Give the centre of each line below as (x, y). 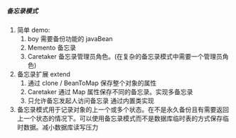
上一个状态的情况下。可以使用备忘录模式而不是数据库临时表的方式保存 (120, 118)
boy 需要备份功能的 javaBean (70, 38)
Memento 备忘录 (52, 47)
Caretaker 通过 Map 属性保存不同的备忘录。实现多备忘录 (110, 91)
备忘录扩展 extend (43, 74)
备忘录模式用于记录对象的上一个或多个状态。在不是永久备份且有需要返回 (123, 109)
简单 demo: (33, 30)
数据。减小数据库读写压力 (61, 127)
